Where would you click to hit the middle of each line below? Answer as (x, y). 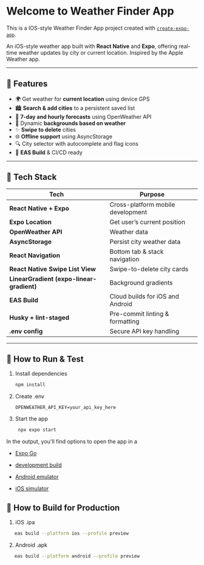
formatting (124, 321)
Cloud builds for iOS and (144, 296)
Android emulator (37, 477)
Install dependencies (41, 374)
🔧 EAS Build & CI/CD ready (49, 152)
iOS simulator (32, 489)
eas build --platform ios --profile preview (72, 533)
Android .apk (31, 545)
